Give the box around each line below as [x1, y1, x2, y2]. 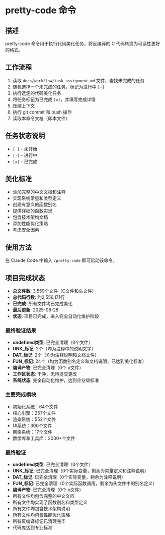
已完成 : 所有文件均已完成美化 [12, 301, 73, 307]
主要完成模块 [5, 391, 37, 398]
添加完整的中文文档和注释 [12, 189, 66, 195]
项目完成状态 [5, 274, 45, 282]
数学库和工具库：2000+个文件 [12, 435, 75, 441]
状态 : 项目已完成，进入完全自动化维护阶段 [12, 313, 99, 319]
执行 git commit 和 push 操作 [12, 109, 72, 115]
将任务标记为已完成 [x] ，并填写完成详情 [12, 96, 96, 102]
